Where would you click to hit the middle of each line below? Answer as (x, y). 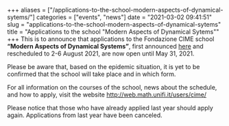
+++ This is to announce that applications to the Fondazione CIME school (111, 39)
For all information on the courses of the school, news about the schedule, (112, 87)
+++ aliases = (27, 10)
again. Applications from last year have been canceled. (85, 115)
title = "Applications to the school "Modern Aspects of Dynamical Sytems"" (113, 32)
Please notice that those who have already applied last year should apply (110, 108)
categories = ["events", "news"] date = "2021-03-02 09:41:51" (124, 17)
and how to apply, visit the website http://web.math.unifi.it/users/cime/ (107, 94)
